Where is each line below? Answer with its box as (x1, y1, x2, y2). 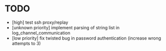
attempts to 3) (11, 40, 41, 46)
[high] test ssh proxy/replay (11, 19, 69, 25)
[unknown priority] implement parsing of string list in (11, 24, 120, 30)
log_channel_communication (11, 30, 71, 36)
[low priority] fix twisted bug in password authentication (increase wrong (11, 35, 162, 41)
